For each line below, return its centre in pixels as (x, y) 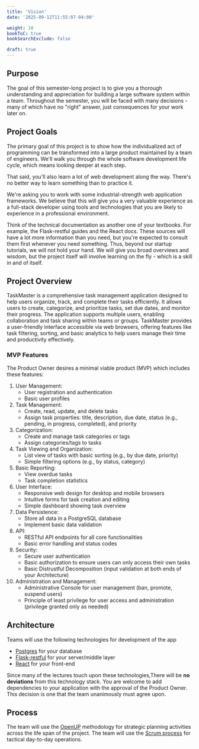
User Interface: (34, 487)
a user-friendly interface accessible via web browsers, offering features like (99, 327)
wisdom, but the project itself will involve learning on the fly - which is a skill (99, 256)
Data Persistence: (37, 512)
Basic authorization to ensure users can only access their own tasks (107, 562)
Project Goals (32, 132)
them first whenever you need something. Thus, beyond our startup (89, 243)
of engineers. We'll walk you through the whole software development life (97, 158)
